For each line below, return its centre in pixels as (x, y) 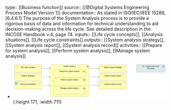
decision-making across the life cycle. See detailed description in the (78, 29)
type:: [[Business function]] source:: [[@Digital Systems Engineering (77, 7)
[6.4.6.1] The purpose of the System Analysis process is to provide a (77, 18)
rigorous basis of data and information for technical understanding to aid (82, 23)
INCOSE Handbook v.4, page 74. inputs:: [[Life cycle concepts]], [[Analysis (84, 34)
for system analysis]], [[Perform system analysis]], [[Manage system (78, 51)
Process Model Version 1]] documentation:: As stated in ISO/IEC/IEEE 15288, (85, 13)
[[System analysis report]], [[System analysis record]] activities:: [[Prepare (84, 45)
